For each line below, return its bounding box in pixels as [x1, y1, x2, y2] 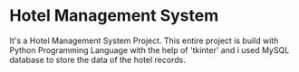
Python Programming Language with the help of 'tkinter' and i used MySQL [9, 44, 290, 55]
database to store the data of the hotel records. [9, 54, 186, 65]
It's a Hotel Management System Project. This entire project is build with [9, 35, 279, 46]
